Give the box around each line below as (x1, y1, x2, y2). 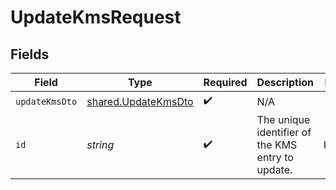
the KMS (256, 138, 298, 151)
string (86, 138, 115, 151)
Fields (10, 46, 50, 63)
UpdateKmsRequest (10, 6, 182, 29)
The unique (256, 113, 311, 126)
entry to (256, 151, 294, 164)
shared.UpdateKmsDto (86, 94, 194, 108)
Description (256, 76, 315, 89)
